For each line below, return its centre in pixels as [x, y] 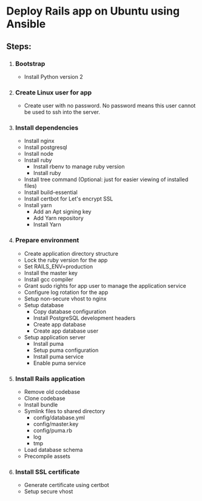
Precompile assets [47, 456]
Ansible [26, 24]
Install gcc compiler [49, 279]
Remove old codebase [52, 392]
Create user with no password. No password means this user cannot [110, 106]
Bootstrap [30, 64]
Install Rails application [50, 379]
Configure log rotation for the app [66, 292]
